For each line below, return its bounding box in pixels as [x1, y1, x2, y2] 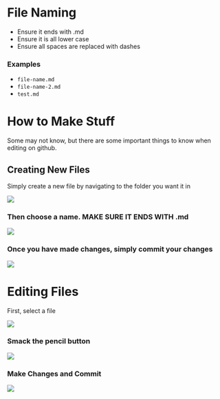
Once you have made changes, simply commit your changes [7, 244, 213, 254]
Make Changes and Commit [7, 369, 102, 378]
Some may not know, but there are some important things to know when [7, 136, 212, 145]
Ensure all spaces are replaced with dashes [16, 42, 141, 50]
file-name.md [16, 76, 55, 83]
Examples [7, 59, 41, 69]
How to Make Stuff [7, 114, 115, 129]
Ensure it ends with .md [16, 28, 85, 36]
